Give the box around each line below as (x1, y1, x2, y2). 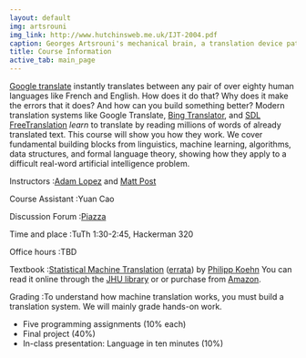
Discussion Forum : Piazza (9, 211, 107, 221)
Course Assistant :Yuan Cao (9, 193, 115, 204)
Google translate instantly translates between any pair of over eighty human (9, 81, 294, 91)
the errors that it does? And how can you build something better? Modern (9, 100, 285, 110)
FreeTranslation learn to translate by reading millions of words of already (9, 119, 282, 130)
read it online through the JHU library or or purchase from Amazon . (9, 274, 261, 284)
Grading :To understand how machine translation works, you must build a (9, 292, 284, 302)
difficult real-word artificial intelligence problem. (9, 159, 190, 169)
